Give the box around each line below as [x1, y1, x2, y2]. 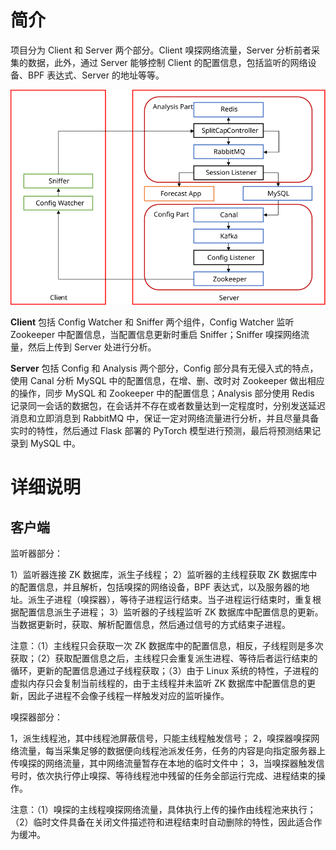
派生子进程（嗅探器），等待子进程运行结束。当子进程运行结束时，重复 [27, 594, 313, 606]
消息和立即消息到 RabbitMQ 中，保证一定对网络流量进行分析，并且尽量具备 [10, 412, 320, 425]
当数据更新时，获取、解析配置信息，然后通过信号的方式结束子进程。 [10, 619, 291, 631]
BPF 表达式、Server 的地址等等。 [27, 69, 165, 81]
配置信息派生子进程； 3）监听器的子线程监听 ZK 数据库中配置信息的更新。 [18, 606, 324, 618]
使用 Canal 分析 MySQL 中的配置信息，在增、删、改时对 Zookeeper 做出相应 [10, 375, 325, 387]
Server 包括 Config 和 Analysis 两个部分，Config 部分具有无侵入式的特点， [10, 362, 319, 375]
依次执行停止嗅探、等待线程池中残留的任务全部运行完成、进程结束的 [36, 770, 317, 782]
